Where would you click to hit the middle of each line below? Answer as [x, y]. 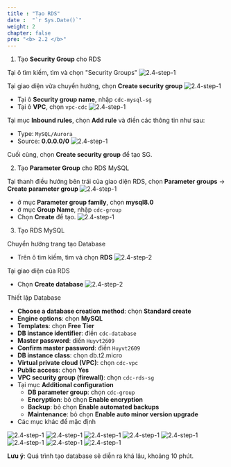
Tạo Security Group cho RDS [59, 59]
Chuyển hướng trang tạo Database [57, 244]
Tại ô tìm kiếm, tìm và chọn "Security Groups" [72, 73]
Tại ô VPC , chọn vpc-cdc [52, 107]
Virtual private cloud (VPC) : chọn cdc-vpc [78, 363]
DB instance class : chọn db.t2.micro [70, 355]
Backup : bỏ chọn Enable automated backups [93, 407]
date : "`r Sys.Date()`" [44, 20]
